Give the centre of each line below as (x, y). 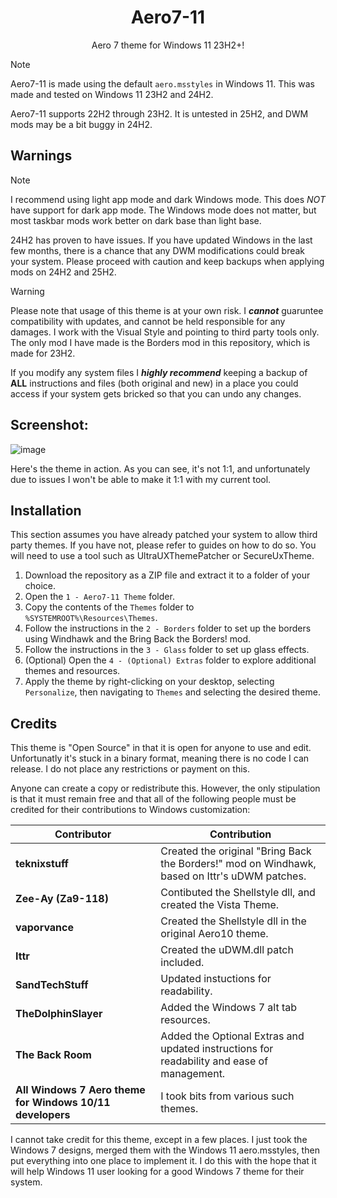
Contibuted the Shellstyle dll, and (238, 893)
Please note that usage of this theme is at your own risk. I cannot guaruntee (167, 310)
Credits (34, 723)
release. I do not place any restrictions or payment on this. (130, 769)
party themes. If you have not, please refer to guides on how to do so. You (163, 545)
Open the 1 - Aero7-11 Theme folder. (99, 597)
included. (182, 963)
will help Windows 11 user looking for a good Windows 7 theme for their (157, 1172)
